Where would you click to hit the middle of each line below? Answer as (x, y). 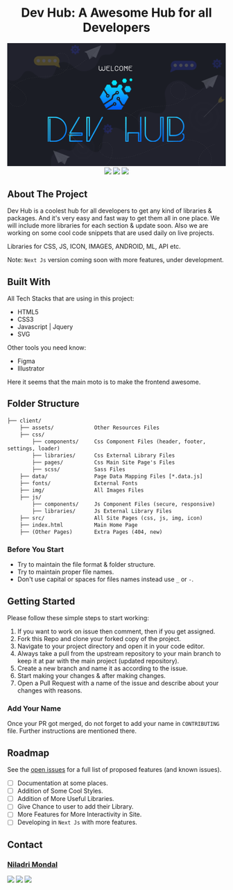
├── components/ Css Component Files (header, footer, (119, 442)
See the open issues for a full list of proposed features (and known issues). (114, 770)
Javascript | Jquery (45, 327)
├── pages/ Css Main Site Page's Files (104, 462)
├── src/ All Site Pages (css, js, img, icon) (111, 518)
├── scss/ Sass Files (79, 469)
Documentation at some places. (63, 783)
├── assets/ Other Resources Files (89, 428)
